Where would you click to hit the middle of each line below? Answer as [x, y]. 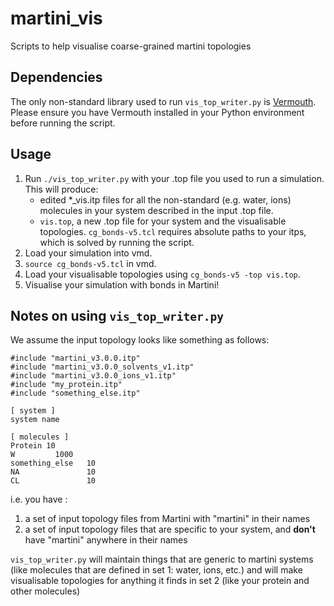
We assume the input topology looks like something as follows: [140, 340]
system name [35, 420]
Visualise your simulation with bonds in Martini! [122, 284]
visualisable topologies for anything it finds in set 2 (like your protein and [160, 581]
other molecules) [45, 591]
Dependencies [56, 77]
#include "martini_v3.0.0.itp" [75, 358]
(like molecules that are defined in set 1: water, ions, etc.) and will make [156, 570]
